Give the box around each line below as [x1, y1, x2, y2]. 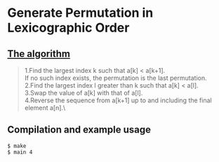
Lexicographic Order [7, 20, 130, 36]
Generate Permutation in [7, 5, 154, 21]
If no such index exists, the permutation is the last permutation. [24, 74, 207, 82]
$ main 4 [7, 149, 33, 156]
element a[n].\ [24, 104, 66, 112]
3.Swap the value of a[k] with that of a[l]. [24, 89, 143, 97]
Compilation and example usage [7, 124, 151, 136]
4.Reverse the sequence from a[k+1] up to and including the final [24, 96, 212, 104]
